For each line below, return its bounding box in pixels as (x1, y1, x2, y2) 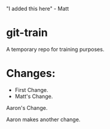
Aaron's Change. (6, 104, 48, 111)
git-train (6, 26, 48, 39)
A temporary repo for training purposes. (6, 45, 105, 53)
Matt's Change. (14, 93, 53, 100)
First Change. (14, 86, 49, 93)
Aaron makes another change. (6, 116, 81, 123)
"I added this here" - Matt (6, 5, 69, 12)
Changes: (6, 67, 56, 80)
